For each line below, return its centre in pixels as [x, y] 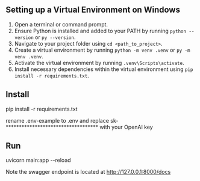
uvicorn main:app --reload [38, 160]
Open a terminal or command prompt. [61, 24]
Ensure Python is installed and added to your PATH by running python [100, 31]
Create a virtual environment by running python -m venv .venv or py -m [102, 50]
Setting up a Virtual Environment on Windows [93, 10]
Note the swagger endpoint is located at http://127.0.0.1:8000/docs [88, 172]
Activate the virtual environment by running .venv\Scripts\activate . [99, 63]
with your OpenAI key [126, 127]
